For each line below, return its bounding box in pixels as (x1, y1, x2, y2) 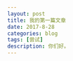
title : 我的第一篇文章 (7, 17, 67, 24)
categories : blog (7, 29, 58, 37)
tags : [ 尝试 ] (7, 36, 44, 43)
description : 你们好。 (7, 43, 69, 50)
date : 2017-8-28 (7, 23, 55, 30)
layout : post (7, 10, 46, 18)
